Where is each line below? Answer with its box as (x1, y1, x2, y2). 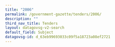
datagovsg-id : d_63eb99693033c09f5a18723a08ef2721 (5, 35, 111, 40)
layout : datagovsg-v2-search (5, 25, 65, 30)
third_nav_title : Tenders (5, 21, 58, 26)
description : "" (5, 16, 38, 21)
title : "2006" (5, 7, 34, 12)
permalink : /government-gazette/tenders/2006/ (5, 12, 102, 17)
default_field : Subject (5, 30, 54, 35)
